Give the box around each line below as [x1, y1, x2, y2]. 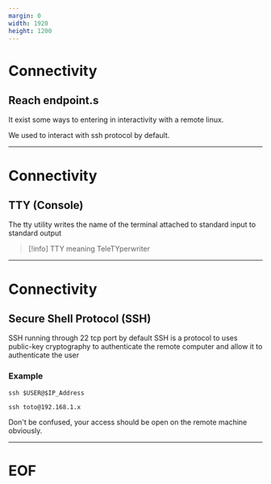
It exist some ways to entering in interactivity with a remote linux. [8, 115, 224, 125]
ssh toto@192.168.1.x [8, 403, 81, 411]
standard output [8, 228, 62, 238]
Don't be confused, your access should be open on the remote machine [8, 417, 248, 427]
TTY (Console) [8, 198, 84, 212]
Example [8, 370, 44, 382]
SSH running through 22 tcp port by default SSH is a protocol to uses [8, 333, 238, 343]
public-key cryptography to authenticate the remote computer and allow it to [8, 342, 263, 352]
